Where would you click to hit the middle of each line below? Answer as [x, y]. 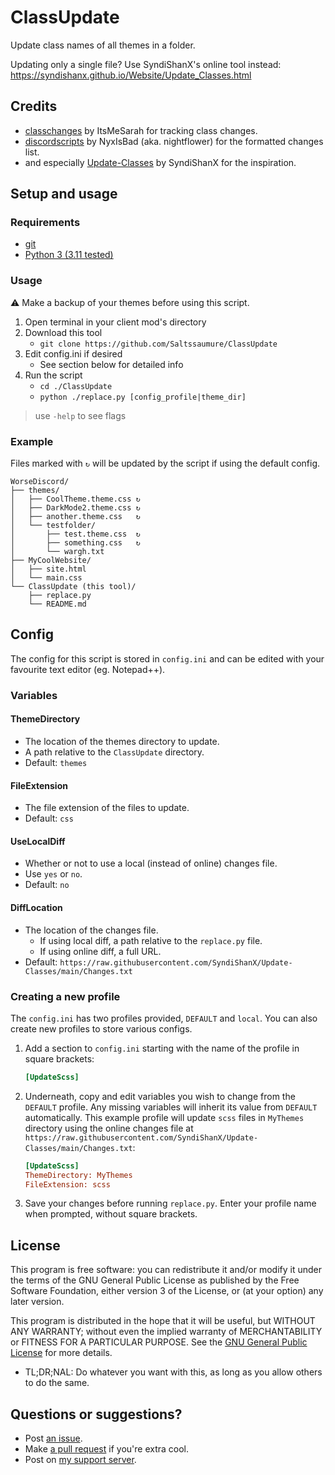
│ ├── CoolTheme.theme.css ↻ [75, 499]
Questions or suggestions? [96, 1414]
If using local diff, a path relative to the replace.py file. [151, 940]
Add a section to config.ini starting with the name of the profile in [162, 1048]
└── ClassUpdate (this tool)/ [73, 587]
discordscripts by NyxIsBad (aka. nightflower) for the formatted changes [174, 141]
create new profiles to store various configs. [101, 1028]
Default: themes [56, 762]
